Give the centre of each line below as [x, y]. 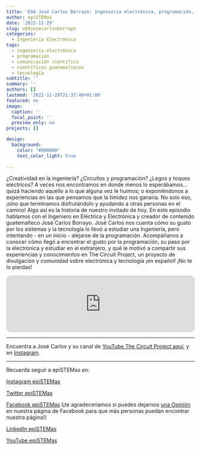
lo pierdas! [19, 267]
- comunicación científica [45, 62]
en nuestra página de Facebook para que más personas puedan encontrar [98, 411]
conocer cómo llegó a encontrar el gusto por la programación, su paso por [98, 242]
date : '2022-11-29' [31, 23]
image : [14, 106]
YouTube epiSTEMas [32, 440]
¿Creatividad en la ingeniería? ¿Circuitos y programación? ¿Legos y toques [98, 178]
